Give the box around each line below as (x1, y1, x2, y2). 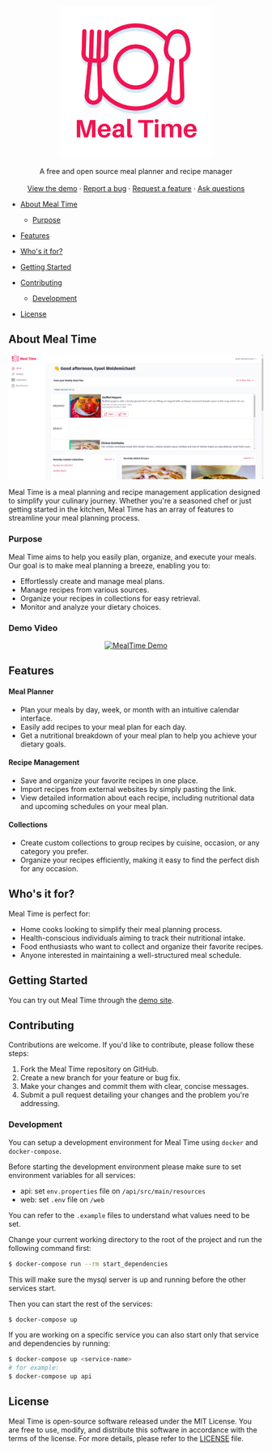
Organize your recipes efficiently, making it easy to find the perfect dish (19, 855, 260, 865)
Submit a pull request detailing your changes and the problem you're (19, 1090, 249, 1100)
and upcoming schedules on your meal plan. (19, 801, 168, 811)
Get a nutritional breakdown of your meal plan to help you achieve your (19, 730, 257, 740)
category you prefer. (19, 846, 89, 856)
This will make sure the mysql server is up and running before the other (8, 1274, 247, 1284)
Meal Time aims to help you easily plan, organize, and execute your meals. (8, 551, 257, 561)
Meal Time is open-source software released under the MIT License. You (8, 1416, 253, 1426)
